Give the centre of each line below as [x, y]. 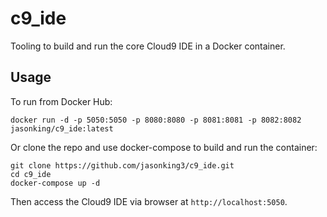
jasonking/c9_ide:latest [62, 128]
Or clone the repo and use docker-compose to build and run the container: [164, 147]
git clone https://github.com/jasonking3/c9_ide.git [122, 165]
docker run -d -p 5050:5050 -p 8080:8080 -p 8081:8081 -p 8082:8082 [156, 120]
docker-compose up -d [55, 183]
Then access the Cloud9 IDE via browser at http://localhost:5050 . [149, 201]
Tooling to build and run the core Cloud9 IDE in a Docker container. [148, 46]
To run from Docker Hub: [61, 101]
